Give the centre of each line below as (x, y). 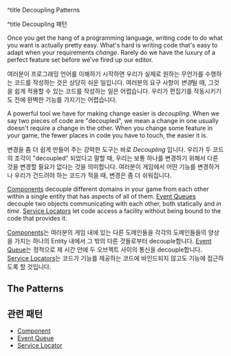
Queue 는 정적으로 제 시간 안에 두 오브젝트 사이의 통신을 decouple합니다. (105, 249)
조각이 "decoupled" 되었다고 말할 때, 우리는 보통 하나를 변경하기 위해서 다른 (116, 158)
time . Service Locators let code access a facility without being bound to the (114, 211)
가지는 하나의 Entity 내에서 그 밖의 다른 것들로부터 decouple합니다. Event (113, 241)
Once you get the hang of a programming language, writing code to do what (115, 38)
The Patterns (35, 289)
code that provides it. (37, 218)
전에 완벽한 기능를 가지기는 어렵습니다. (66, 100)
